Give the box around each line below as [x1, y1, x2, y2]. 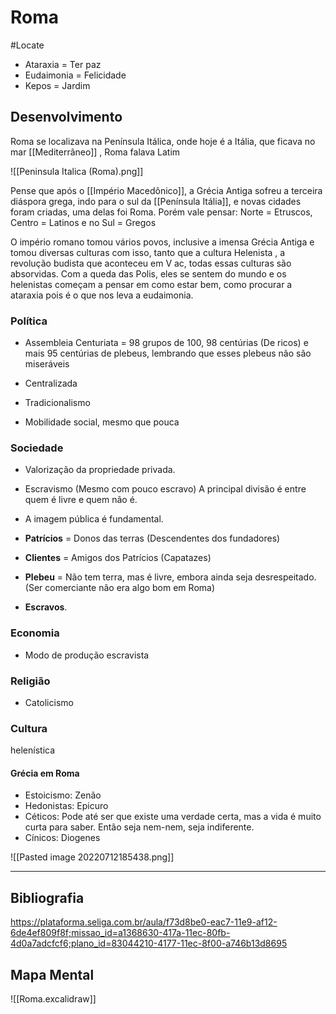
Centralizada [24, 377, 78, 390]
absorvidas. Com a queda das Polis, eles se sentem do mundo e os [10, 267, 287, 280]
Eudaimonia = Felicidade [24, 69, 127, 81]
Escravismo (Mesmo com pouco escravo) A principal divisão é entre [24, 483, 307, 495]
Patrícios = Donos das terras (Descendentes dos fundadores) [24, 532, 281, 545]
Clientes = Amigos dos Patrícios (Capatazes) [24, 552, 212, 564]
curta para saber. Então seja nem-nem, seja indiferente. [24, 821, 255, 833]
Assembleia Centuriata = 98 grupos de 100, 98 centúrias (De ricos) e [24, 337, 309, 349]
